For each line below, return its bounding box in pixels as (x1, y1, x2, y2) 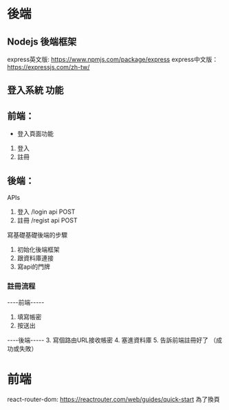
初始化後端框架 (17, 245, 60, 254)
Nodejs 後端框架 (7, 36, 77, 47)
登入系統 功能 (7, 84, 64, 96)
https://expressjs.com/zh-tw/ (7, 63, 90, 71)
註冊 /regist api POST (17, 216, 78, 225)
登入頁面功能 (17, 130, 54, 138)
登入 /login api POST (17, 207, 76, 216)
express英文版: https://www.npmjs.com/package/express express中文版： (7, 56, 219, 63)
